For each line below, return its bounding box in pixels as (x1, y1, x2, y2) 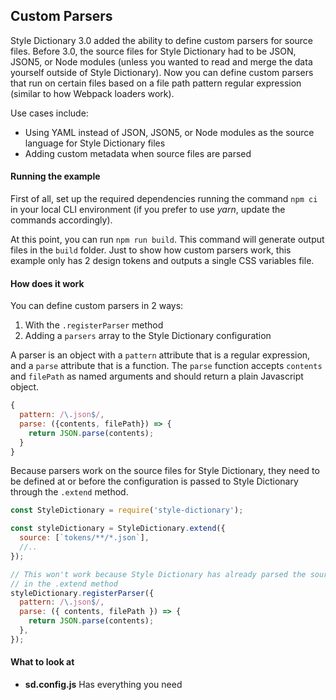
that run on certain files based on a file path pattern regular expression (10, 77, 302, 89)
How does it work (10, 277, 85, 289)
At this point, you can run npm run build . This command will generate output (10, 234, 325, 246)
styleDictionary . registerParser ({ (10, 588, 155, 598)
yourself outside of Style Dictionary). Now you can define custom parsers (10, 66, 314, 78)
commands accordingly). (10, 214, 113, 226)
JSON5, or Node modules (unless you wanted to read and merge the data (10, 55, 313, 68)
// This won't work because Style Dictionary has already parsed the (10, 569, 307, 579)
